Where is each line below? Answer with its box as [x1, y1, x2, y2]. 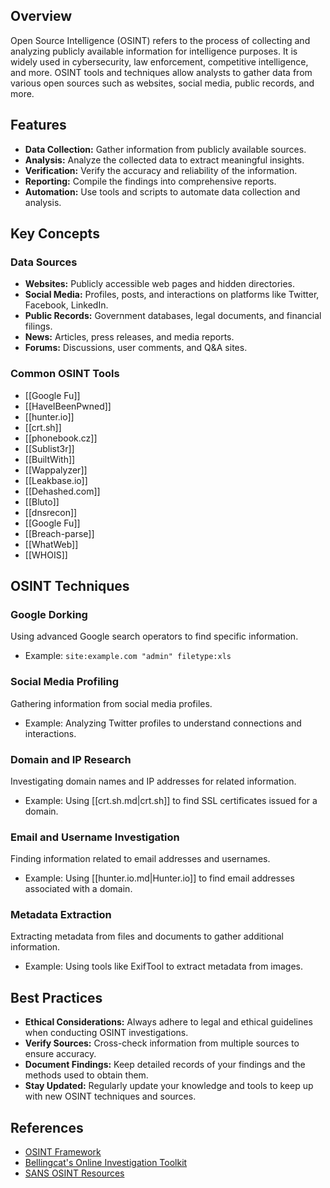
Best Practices [10, 989, 103, 1006]
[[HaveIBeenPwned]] [24, 400, 112, 412]
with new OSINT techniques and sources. [24, 1090, 197, 1103]
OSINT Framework [24, 1146, 102, 1158]
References [10, 1119, 84, 1136]
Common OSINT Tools [10, 367, 120, 381]
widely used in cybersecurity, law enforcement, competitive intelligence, [10, 55, 309, 68]
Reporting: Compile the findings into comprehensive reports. [24, 175, 277, 187]
